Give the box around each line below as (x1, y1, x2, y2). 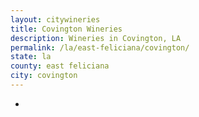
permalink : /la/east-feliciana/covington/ (10, 42, 190, 53)
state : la (10, 52, 52, 62)
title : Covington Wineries (10, 24, 123, 34)
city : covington (10, 71, 78, 81)
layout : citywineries (10, 14, 101, 25)
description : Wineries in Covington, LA (10, 33, 182, 43)
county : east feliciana (10, 61, 110, 71)
